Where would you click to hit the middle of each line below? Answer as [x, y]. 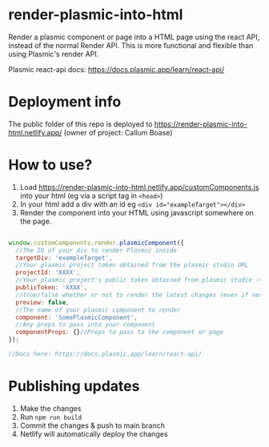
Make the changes [50, 408]
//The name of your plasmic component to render [98, 310]
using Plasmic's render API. [54, 54]
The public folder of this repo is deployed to [80, 124]
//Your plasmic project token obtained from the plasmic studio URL [132, 265]
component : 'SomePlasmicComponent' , [76, 317]
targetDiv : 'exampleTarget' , [64, 258]
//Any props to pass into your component [86, 325]
